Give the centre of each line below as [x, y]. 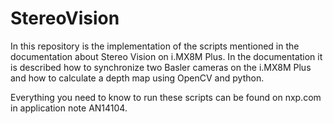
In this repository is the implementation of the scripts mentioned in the [155, 46]
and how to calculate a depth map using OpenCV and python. [137, 78]
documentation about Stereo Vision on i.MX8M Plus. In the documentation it [166, 56]
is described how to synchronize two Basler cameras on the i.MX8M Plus [161, 67]
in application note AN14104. [69, 108]
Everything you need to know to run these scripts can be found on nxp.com [166, 97]
